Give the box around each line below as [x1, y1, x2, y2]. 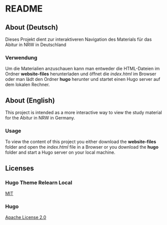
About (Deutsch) [5, 23, 58, 32]
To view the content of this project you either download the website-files [5, 139, 156, 145]
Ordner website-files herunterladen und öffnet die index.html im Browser [5, 71, 156, 77]
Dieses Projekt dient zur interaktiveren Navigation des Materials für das [5, 36, 152, 42]
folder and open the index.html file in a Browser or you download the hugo [5, 144, 158, 150]
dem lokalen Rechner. [5, 81, 50, 88]
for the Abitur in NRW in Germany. [5, 115, 75, 121]
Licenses [5, 164, 34, 172]
